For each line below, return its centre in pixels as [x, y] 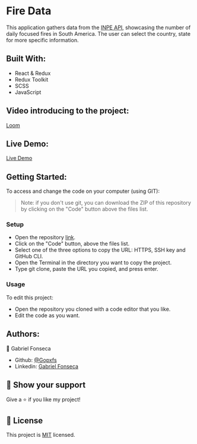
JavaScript [28, 92]
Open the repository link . [45, 237]
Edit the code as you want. [47, 315]
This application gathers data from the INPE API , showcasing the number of [99, 27]
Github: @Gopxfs [36, 360]
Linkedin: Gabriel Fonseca [47, 366]
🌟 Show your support [46, 385]
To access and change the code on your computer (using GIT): [83, 191]
